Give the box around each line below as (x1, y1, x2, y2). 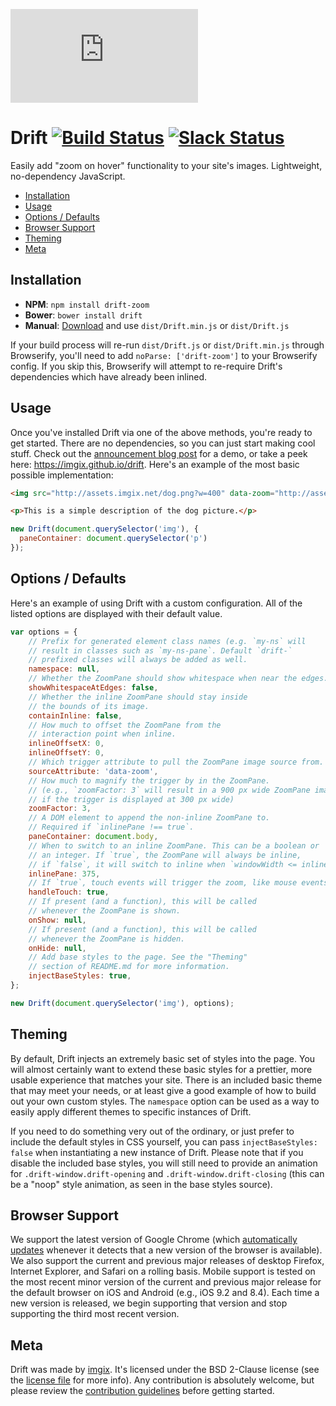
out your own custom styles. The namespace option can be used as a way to (10, 1095, 320, 1107)
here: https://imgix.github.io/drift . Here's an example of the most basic (10, 458, 300, 470)
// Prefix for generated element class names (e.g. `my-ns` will (28, 636, 307, 646)
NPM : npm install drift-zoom (24, 298, 150, 310)
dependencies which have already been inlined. (10, 370, 208, 383)
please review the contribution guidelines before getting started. (10, 1385, 275, 1397)
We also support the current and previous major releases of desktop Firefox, (10, 1255, 325, 1267)
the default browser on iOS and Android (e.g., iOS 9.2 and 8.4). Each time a (10, 1287, 320, 1299)
